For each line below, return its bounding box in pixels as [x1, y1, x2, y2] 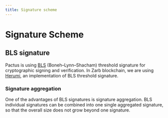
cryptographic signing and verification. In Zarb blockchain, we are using [5, 67, 154, 73]
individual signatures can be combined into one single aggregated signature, [5, 101, 163, 107]
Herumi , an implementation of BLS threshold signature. [5, 72, 119, 78]
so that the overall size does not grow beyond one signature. [5, 107, 130, 113]
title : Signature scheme [5, 7, 57, 12]
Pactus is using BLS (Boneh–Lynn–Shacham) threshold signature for [5, 62, 145, 68]
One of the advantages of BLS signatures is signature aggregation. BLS [5, 96, 152, 102]
